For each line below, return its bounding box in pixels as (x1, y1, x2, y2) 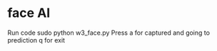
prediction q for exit (7, 35, 66, 44)
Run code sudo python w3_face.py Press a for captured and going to (7, 28, 211, 37)
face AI (7, 5, 51, 21)
